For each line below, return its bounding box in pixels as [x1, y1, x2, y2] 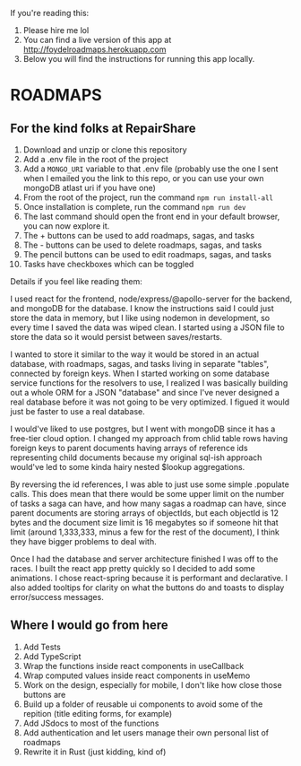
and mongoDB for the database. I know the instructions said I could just [10, 303, 274, 313]
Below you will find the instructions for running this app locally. [22, 54, 255, 64]
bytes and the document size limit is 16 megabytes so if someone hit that [10, 518, 279, 527]
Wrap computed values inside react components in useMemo [22, 670, 251, 681]
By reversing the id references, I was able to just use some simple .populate [10, 479, 289, 490]
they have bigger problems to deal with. [10, 536, 157, 546]
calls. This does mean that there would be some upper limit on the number [10, 489, 285, 499]
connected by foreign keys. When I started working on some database [10, 368, 270, 379]
